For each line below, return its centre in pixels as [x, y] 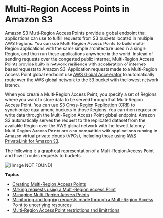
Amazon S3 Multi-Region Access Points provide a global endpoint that [75, 33]
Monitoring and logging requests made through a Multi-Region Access [83, 199]
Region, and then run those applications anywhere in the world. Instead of [79, 54]
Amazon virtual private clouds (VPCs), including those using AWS [71, 136]
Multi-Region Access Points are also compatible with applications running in [81, 131]
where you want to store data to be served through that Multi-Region [74, 99]
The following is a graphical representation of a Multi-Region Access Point [80, 151]
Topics [12, 174]
